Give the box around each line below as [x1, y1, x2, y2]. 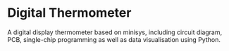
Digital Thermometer [7, 5, 132, 21]
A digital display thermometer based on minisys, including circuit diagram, [7, 28, 223, 36]
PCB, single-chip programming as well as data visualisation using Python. [7, 35, 221, 43]
